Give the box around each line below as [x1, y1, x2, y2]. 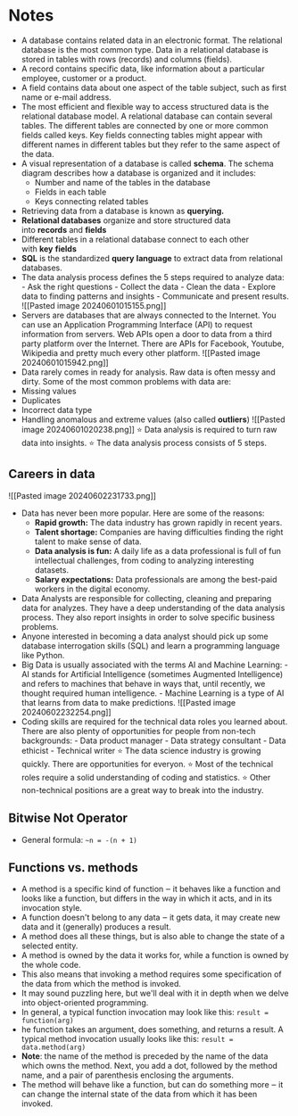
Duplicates [21, 394, 62, 406]
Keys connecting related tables [34, 195, 149, 206]
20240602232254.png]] [21, 707, 112, 717]
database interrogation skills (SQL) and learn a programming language [21, 640, 280, 651]
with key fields [21, 243, 77, 254]
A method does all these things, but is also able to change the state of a [21, 931, 286, 942]
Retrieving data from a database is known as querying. [21, 205, 225, 216]
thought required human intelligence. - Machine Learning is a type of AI [21, 688, 285, 699]
